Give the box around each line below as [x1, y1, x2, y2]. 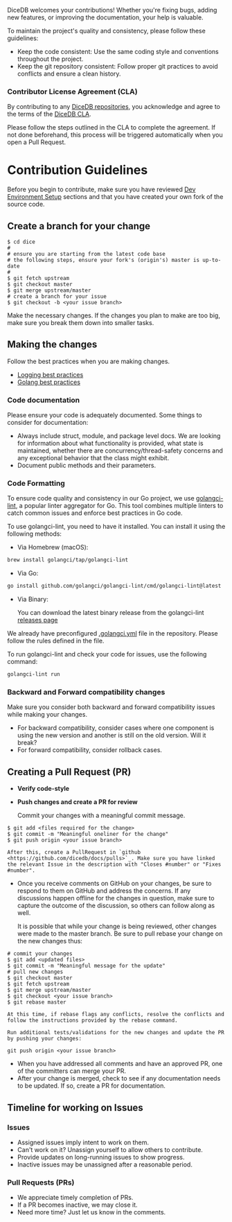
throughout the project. [17, 55, 84, 63]
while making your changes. [7, 710, 88, 719]
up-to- [202, 256, 222, 264]
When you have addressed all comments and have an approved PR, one [17, 1060, 223, 1068]
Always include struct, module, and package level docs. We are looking [17, 432, 221, 440]
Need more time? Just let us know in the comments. [17, 1208, 166, 1216]
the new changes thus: [17, 937, 83, 945]
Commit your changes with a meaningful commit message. [17, 811, 186, 820]
